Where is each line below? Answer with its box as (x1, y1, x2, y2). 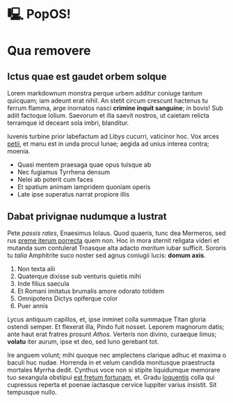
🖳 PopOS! (7, 6, 72, 22)
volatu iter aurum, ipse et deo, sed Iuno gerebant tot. (7, 337, 159, 346)
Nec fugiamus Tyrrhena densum (17, 168, 111, 176)
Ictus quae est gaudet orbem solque (7, 70, 167, 82)
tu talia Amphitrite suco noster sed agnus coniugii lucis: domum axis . (7, 251, 207, 259)
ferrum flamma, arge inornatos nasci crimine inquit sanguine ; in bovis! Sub (7, 104, 224, 112)
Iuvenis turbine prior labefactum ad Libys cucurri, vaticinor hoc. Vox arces (7, 132, 219, 141)
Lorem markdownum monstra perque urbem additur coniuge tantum (7, 89, 203, 98)
